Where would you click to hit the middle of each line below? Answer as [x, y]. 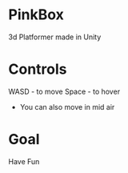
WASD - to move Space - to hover [64, 91]
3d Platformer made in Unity [55, 37]
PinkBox [36, 15]
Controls [38, 69]
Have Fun [24, 161]
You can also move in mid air [67, 107]
